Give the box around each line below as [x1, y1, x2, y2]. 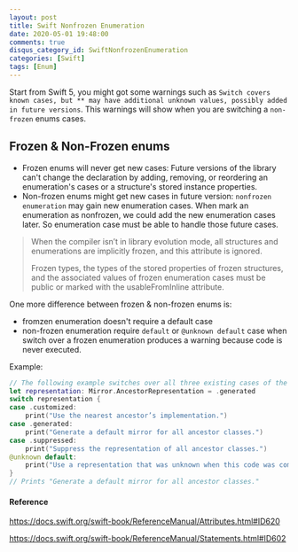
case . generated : [9, 420, 74, 429]
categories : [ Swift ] [9, 54, 86, 63]
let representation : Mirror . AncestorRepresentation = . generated [9, 386, 255, 395]
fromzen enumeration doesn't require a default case [21, 315, 213, 326]
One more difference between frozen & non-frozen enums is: [9, 299, 232, 309]
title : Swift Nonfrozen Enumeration [9, 21, 145, 30]
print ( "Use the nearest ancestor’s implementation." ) [25, 411, 228, 421]
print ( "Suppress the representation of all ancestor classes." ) [25, 444, 268, 453]
